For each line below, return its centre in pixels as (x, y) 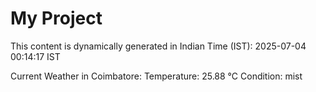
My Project (56, 18)
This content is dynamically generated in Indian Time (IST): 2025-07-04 (158, 46)
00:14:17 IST (35, 56)
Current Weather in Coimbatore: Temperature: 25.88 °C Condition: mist (156, 76)
